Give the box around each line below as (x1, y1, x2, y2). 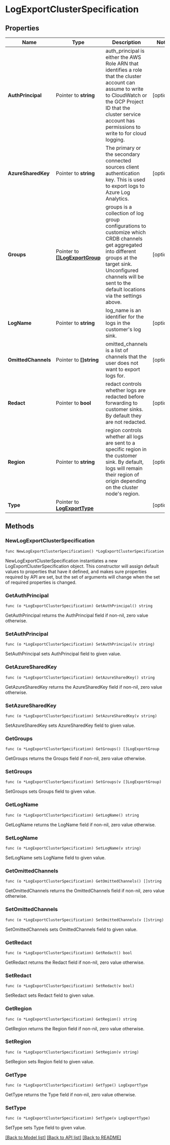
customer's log (105, 326, 142, 333)
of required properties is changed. (5, 579, 77, 585)
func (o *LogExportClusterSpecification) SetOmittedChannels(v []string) (5, 917, 164, 922)
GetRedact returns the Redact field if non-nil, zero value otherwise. (5, 959, 145, 965)
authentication (105, 170, 140, 177)
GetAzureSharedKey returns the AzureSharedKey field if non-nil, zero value (5, 684, 163, 690)
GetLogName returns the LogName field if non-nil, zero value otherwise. (5, 821, 156, 828)
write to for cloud (105, 130, 147, 137)
